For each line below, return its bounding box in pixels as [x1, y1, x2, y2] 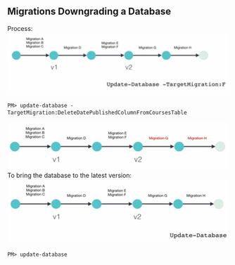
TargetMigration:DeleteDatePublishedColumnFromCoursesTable [7, 109, 188, 116]
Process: [7, 24, 33, 32]
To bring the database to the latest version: [7, 172, 132, 180]
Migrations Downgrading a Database [7, 6, 172, 18]
